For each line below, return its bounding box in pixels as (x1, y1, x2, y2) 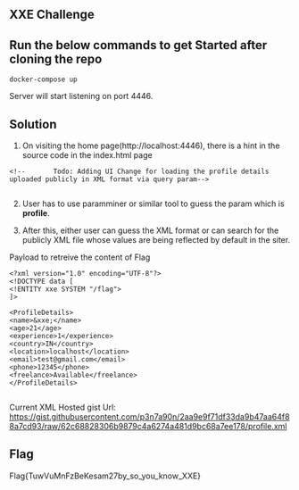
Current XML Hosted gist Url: (9, 402, 116, 413)
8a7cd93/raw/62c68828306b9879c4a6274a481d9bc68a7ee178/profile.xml (9, 421, 287, 432)
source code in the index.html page (21, 150, 154, 161)
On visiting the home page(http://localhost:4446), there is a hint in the (21, 140, 280, 151)
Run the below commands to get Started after (9, 37, 268, 53)
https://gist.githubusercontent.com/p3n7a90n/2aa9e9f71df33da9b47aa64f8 (9, 411, 290, 422)
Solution (9, 116, 57, 132)
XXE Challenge (9, 7, 96, 22)
